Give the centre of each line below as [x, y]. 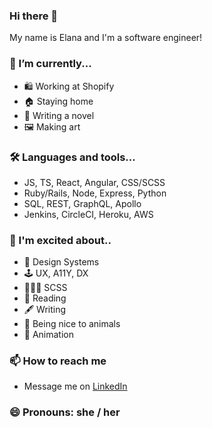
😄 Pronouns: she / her [65, 412]
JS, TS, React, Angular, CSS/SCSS [94, 182]
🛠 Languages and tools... [72, 157]
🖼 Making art [52, 126]
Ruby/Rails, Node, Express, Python [95, 193]
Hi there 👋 [34, 16]
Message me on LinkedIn [75, 386]
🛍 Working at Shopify [69, 86]
